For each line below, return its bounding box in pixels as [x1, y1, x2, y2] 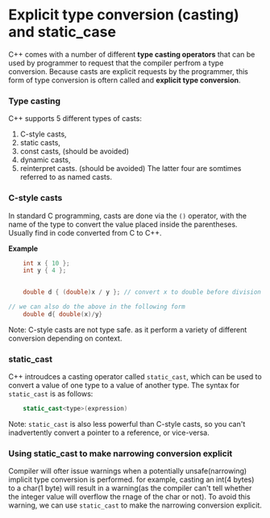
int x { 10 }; [23, 259, 70, 267]
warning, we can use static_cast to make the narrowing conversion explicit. [8, 500, 262, 510]
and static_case [8, 23, 117, 41]
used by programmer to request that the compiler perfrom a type [8, 58, 224, 68]
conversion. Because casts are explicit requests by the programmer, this [8, 66, 248, 76]
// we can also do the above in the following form [8, 303, 185, 311]
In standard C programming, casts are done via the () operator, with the [8, 211, 247, 220]
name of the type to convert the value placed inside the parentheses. [8, 219, 238, 229]
